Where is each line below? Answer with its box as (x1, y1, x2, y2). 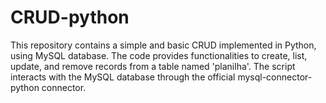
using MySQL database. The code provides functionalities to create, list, (10, 49, 308, 61)
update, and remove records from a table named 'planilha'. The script (10, 60, 296, 72)
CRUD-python (10, 6, 130, 29)
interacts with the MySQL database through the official (10, 71, 236, 83)
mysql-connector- (237, 71, 313, 83)
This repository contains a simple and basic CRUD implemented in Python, (10, 39, 317, 51)
